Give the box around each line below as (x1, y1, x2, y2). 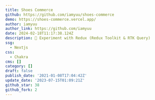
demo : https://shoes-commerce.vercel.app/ (5, 17, 96, 22)
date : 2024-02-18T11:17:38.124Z (5, 31, 73, 36)
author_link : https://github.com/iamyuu (5, 26, 92, 31)
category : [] (5, 64, 33, 69)
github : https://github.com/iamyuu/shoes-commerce (5, 12, 114, 17)
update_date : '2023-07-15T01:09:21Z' (5, 78, 85, 83)
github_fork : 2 (5, 87, 37, 92)
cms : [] (5, 59, 22, 64)
